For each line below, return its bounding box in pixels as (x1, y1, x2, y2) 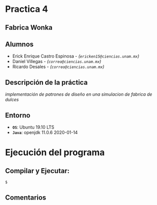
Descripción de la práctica (5, 78, 88, 86)
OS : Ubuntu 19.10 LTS (12, 124, 54, 130)
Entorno (5, 111, 31, 120)
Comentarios (5, 194, 47, 202)
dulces (5, 97, 19, 103)
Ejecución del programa (5, 147, 105, 158)
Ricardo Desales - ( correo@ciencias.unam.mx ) (12, 64, 105, 70)
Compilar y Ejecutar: (5, 166, 70, 175)
